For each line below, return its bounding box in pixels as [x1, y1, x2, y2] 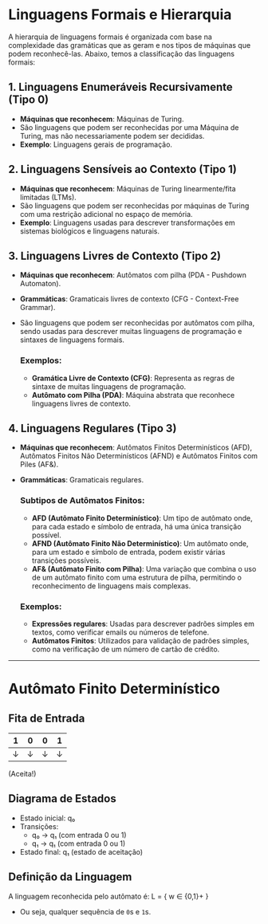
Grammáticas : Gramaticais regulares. [19, 475, 144, 485]
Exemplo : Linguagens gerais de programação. [19, 140, 173, 149]
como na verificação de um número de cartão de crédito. [31, 644, 220, 655]
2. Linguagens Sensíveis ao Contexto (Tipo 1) [8, 163, 237, 176]
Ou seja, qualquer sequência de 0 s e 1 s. [19, 906, 152, 916]
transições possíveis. [31, 556, 101, 565]
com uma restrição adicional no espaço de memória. [19, 209, 193, 218]
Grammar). [19, 303, 56, 313]
